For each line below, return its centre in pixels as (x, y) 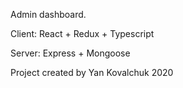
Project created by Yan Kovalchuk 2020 (92, 72)
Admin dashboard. (48, 14)
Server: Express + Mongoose (70, 53)
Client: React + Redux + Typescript (82, 33)
